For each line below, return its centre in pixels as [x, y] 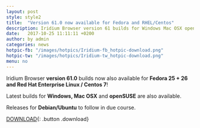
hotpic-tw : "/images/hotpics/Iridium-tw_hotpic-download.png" [85, 56]
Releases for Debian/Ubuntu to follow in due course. [71, 107]
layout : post [22, 12]
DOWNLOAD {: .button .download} [48, 119]
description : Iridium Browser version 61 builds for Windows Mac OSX [94, 28]
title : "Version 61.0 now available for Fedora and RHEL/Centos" [90, 23]
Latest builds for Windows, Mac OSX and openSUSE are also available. [94, 96]
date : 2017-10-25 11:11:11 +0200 [50, 34]
